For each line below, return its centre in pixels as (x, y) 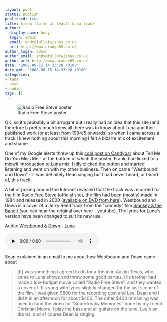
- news (12, 84)
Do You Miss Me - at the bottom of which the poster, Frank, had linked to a (82, 159)
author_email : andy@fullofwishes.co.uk (47, 56)
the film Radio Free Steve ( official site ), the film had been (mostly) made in (81, 195)
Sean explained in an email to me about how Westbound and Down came (80, 257)
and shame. (17, 144)
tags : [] (14, 93)
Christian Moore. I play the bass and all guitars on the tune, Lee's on (87, 309)
